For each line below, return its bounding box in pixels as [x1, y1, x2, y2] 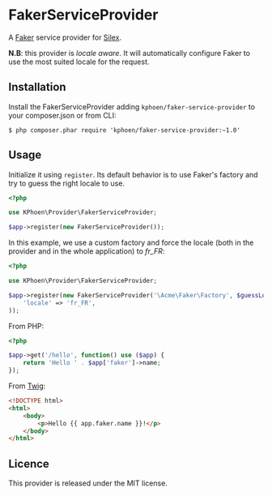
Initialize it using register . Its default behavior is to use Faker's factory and [8, 169, 258, 179]
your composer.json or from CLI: [8, 110, 117, 120]
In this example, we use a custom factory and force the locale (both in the [8, 237, 254, 248]
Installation [8, 80, 66, 94]
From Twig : [8, 381, 46, 391]
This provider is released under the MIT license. [8, 478, 168, 488]
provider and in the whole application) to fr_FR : [8, 246, 165, 256]
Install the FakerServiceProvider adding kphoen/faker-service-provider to [8, 101, 256, 111]
